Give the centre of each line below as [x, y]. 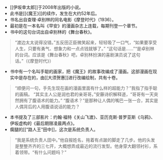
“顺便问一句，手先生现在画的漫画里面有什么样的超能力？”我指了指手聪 [86, 88]
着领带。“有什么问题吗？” [41, 152]
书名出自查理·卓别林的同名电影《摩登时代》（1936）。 [63, 20]
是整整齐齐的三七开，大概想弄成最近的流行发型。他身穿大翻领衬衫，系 [86, 146]
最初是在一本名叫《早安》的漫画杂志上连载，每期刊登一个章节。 [75, 26]
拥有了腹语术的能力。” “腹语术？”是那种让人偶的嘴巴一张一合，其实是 [89, 100]
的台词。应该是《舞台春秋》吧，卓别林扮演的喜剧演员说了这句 [78, 55]
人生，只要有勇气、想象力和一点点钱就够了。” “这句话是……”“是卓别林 [84, 49]
